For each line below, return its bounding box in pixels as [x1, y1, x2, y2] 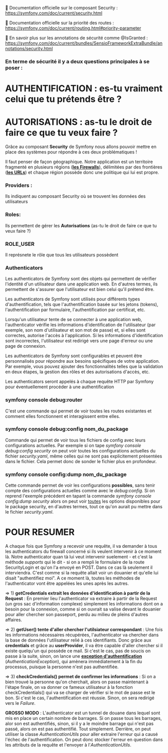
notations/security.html [5, 46, 53, 51]
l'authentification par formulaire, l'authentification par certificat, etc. [5, 307, 145, 313]
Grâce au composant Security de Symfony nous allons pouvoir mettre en [5, 143, 156, 150]
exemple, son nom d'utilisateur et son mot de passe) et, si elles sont [5, 327, 146, 333]
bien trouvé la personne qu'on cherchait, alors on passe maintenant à [5, 679, 149, 685]
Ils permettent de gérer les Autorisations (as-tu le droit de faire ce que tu [5, 222, 157, 228]
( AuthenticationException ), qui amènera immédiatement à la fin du [5, 659, 142, 665]
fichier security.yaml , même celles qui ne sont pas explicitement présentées [5, 453, 162, 459]
